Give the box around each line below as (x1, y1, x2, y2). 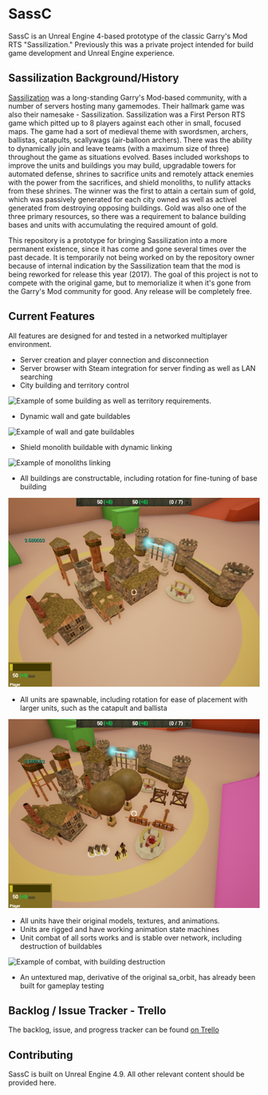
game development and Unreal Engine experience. (8, 48, 175, 58)
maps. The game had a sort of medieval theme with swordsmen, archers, (8, 126, 249, 136)
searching (19, 372, 53, 381)
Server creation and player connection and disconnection (19, 355, 209, 364)
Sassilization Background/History (8, 71, 179, 85)
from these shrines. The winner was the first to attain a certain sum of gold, (8, 185, 257, 196)
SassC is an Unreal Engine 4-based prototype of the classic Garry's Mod (8, 31, 248, 41)
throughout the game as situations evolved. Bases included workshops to (8, 152, 250, 161)
